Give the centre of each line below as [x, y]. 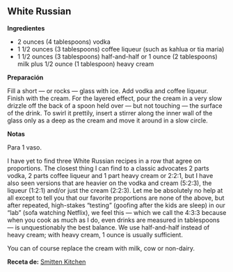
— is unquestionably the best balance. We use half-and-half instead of [109, 227]
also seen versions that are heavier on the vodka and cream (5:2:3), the [110, 183]
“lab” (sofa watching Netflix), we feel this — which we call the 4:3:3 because [117, 212]
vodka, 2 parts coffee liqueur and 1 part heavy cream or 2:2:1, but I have [110, 175]
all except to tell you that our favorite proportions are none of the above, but [116, 198]
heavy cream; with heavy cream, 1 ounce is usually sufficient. [95, 234]
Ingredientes [26, 28]
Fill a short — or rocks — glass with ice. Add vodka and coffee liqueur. [108, 90]
